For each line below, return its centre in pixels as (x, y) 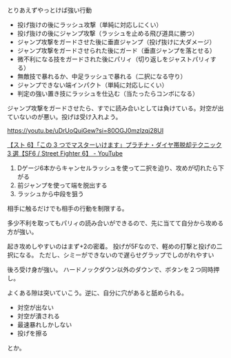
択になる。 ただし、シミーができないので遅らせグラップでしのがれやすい (111, 255)
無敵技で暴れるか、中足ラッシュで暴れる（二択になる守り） (102, 76)
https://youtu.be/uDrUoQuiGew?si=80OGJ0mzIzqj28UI (86, 130)
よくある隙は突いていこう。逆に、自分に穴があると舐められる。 (98, 293)
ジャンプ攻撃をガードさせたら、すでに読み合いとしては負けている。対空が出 (115, 108)
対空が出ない (35, 307)
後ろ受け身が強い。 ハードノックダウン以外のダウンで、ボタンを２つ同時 (110, 270)
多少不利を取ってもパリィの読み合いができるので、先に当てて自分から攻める (115, 223)
